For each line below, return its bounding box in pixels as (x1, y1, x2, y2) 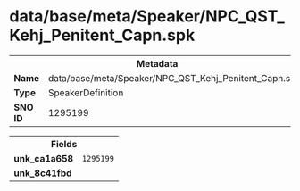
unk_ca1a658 (13, 152, 74, 164)
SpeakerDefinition (47, 87, 124, 99)
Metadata (136, 57, 179, 70)
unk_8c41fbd (13, 167, 72, 179)
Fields (50, 137, 78, 150)
